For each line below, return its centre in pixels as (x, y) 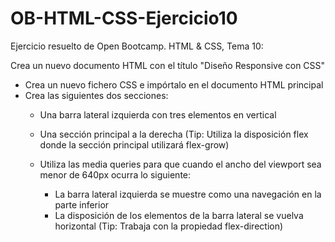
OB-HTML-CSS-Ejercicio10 (124, 18)
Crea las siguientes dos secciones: (96, 95)
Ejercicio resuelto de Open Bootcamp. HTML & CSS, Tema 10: (137, 46)
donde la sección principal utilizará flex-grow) (134, 144)
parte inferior (82, 204)
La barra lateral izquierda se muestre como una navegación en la (188, 194)
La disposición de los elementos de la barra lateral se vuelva (179, 215)
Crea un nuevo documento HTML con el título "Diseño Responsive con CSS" (168, 65)
